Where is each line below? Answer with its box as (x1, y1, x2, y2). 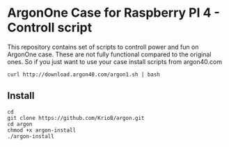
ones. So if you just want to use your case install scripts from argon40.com (7, 57, 223, 65)
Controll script (7, 20, 93, 36)
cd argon (7, 121, 33, 127)
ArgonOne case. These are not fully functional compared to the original (7, 50, 212, 59)
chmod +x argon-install (7, 127, 77, 134)
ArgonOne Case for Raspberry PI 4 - (7, 5, 221, 21)
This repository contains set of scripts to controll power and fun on (7, 42, 199, 51)
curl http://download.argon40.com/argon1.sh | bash (7, 71, 160, 78)
